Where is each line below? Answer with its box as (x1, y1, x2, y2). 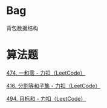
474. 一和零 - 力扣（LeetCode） (6, 69, 86, 76)
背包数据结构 (6, 24, 38, 32)
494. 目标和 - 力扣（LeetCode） (6, 95, 86, 102)
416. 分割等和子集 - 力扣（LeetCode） (6, 82, 101, 89)
